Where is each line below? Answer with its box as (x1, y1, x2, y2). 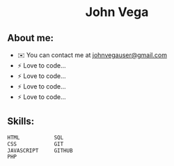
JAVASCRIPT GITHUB (7, 147, 73, 154)
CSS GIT (7, 140, 64, 147)
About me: (7, 32, 54, 44)
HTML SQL (7, 134, 64, 141)
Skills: (7, 116, 35, 128)
